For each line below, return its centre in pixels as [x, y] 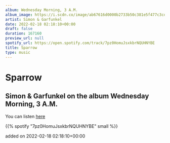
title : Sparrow [21, 48]
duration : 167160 [24, 33]
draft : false [19, 29]
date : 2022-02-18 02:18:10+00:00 [40, 24]
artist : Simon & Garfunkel [34, 19]
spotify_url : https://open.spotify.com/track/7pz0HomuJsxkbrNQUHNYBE [80, 43]
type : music [18, 52]
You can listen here [25, 116]
